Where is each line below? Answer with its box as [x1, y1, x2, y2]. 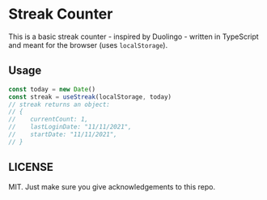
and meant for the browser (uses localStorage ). [8, 40, 168, 49]
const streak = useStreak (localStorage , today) [8, 92, 172, 101]
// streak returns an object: [8, 100, 111, 109]
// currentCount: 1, [8, 115, 89, 124]
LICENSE [8, 160, 54, 174]
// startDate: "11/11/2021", [8, 130, 117, 138]
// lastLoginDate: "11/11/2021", [8, 123, 132, 131]
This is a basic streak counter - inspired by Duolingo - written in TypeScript [8, 32, 259, 41]
